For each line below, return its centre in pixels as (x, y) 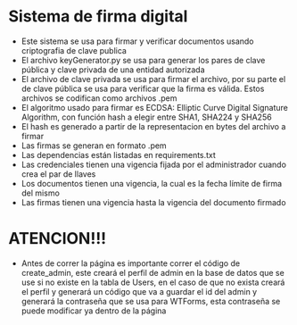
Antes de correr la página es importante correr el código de (131, 263)
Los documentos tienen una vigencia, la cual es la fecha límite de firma (152, 183)
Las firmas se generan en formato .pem (94, 146)
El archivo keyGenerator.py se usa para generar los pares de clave (143, 60)
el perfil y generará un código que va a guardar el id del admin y (139, 291)
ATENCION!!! (58, 239)
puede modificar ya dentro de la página (94, 311)
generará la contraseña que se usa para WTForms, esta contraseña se (151, 301)
